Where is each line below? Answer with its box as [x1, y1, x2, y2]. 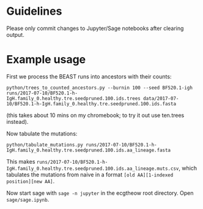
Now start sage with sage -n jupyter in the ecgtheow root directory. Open [6, 189, 194, 197]
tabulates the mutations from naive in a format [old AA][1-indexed [6, 170, 174, 178]
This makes [6, 158, 35, 165]
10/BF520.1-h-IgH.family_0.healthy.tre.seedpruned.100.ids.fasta [6, 101, 176, 107]
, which [179, 164, 197, 172]
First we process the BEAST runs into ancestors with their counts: [6, 72, 172, 80]
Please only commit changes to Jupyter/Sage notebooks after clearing [6, 25, 184, 32]
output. [6, 31, 24, 38]
